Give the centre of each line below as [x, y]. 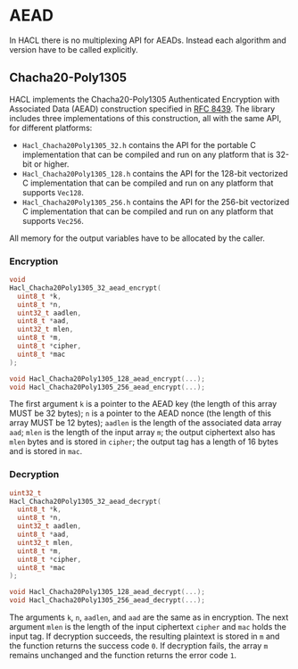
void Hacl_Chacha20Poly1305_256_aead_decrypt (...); [107, 600]
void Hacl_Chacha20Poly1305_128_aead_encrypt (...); [107, 379]
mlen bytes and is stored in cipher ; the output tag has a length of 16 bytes [144, 442]
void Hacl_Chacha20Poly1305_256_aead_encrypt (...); [107, 387]
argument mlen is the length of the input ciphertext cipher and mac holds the [148, 627]
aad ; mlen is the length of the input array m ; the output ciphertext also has [142, 433]
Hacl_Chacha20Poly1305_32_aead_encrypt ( [86, 288]
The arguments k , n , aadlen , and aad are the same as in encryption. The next [149, 617]
